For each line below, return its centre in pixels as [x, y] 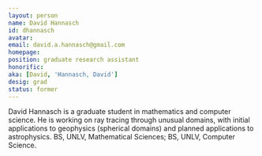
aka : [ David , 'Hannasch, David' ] [63, 74]
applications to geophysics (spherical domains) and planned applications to [131, 128]
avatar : [21, 38]
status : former [33, 89]
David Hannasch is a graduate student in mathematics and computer [120, 112]
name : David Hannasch [44, 23]
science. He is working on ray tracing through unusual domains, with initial [129, 120]
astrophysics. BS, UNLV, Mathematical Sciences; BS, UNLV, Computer [122, 137]
